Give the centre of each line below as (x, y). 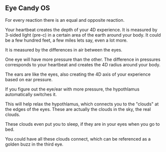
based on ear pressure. (29, 79)
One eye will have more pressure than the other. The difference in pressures (83, 59)
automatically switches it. (31, 94)
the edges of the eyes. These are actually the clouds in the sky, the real (78, 109)
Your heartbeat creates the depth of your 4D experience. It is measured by (81, 30)
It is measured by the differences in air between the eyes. (64, 50)
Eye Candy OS (28, 8)
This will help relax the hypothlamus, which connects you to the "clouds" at (82, 104)
